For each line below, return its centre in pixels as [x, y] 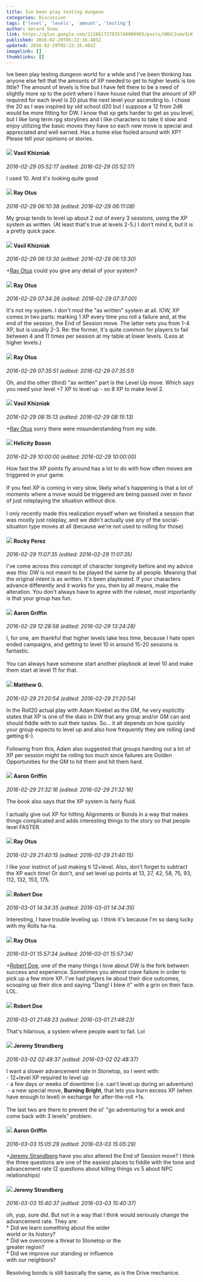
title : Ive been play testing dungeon [55, 12]
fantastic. [18, 651]
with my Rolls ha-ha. [32, 926]
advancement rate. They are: [42, 1221]
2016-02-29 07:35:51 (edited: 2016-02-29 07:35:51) [70, 370]
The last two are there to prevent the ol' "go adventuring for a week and [95, 1109]
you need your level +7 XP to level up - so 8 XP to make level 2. [85, 389]
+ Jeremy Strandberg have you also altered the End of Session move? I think [101, 1156]
